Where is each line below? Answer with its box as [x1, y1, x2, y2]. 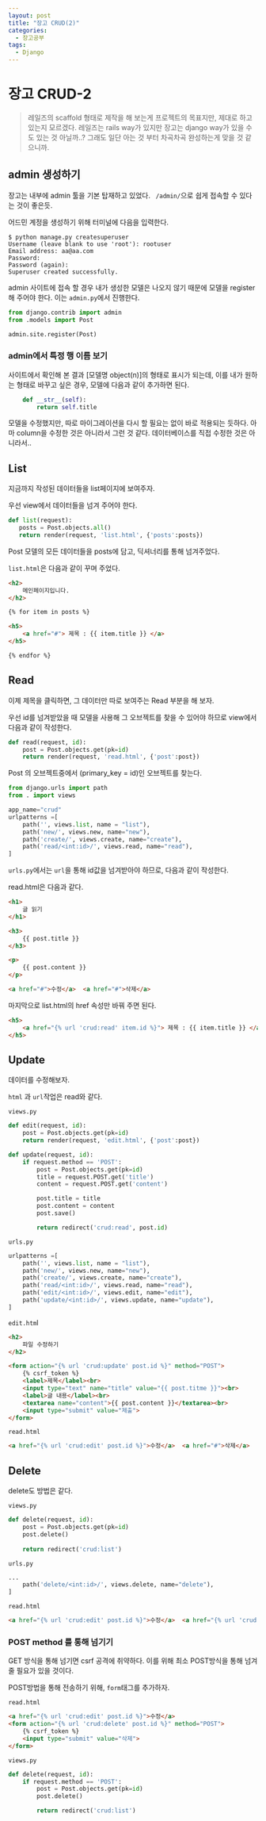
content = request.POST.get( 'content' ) [36, 1180, 169, 1188]
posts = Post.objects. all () [18, 524, 112, 532]
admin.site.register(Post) [8, 330, 97, 338]
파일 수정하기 [22, 1340, 59, 1348]
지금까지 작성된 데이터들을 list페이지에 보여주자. [8, 484, 156, 493]
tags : [8, 41, 26, 49]
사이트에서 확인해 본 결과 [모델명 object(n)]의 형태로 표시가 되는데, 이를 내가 [8, 370, 243, 379]
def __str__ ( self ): [22, 396, 87, 404]
